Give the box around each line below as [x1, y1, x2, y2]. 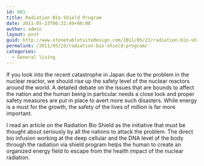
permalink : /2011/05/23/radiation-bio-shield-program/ [6, 43, 148, 49]
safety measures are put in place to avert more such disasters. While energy [6, 97, 197, 104]
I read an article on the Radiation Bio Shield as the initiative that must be [6, 121, 186, 128]
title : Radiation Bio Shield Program [6, 15, 102, 21]
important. [6, 109, 32, 117]
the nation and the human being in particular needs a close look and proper [6, 90, 195, 97]
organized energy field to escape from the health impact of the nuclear [6, 147, 184, 154]
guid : [6, 37, 20, 43]
